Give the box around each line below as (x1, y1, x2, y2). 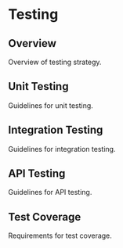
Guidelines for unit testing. (8, 100, 94, 110)
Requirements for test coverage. (8, 231, 112, 240)
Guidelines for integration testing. (8, 144, 116, 153)
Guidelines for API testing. (8, 188, 92, 197)
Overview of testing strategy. (8, 57, 102, 66)
